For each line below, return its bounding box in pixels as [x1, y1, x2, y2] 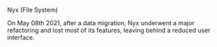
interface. [7, 33, 35, 42]
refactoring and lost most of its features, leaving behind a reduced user [7, 27, 211, 34]
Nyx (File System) [7, 6, 58, 14]
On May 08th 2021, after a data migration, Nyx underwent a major [7, 19, 195, 27]
